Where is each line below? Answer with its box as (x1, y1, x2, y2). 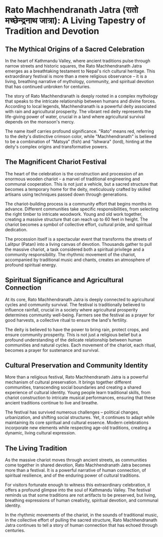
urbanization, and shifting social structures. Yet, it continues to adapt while (5, 415, 155, 420)
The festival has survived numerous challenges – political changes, (5, 409, 140, 415)
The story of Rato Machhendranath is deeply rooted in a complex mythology (5, 93, 158, 99)
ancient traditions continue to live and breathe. (5, 400, 99, 406)
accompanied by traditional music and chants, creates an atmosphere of (5, 257, 150, 262)
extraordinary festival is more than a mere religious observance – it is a (5, 73, 147, 79)
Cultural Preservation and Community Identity (5, 362, 148, 370)
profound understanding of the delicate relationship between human (5, 337, 142, 343)
